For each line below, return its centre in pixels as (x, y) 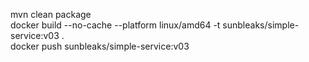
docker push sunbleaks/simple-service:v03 (100, 46)
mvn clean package (51, 14)
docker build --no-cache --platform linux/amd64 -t (115, 25)
